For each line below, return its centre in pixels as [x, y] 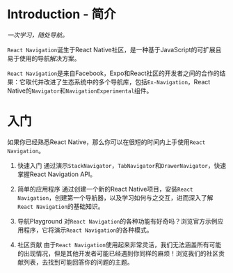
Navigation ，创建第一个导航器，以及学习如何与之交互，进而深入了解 [115, 197]
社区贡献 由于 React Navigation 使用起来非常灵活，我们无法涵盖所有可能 [119, 244]
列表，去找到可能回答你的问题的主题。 [78, 262]
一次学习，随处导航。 [38, 35]
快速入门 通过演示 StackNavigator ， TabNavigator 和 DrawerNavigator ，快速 [122, 165]
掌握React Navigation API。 [57, 174]
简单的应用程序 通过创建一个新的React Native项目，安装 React [105, 189]
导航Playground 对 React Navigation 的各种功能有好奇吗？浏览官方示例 [117, 221]
